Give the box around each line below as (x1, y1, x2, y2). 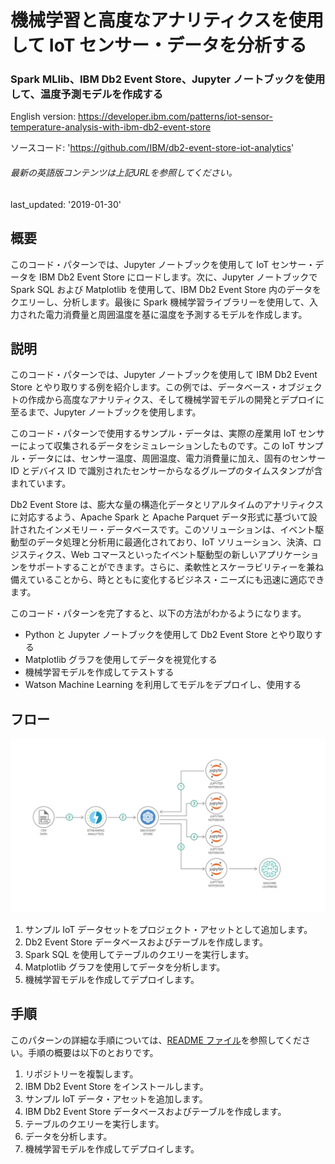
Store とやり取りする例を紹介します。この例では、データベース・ (10, 381, 279, 393)
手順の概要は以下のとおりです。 (27, 1046, 159, 1058)
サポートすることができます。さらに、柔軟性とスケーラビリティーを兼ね (27, 561, 325, 573)
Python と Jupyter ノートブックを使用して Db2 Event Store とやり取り (24, 629, 315, 641)
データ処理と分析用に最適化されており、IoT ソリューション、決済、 (36, 536, 313, 548)
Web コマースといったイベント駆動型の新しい (70, 549, 258, 561)
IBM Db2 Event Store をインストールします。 (24, 1080, 209, 1092)
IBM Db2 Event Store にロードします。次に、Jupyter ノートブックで (38, 271, 318, 283)
